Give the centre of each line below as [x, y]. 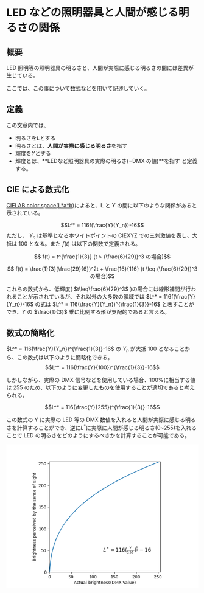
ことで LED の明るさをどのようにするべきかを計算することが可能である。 [98, 435]
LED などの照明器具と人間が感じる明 [98, 12]
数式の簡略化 [30, 333]
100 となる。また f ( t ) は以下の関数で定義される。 [79, 244]
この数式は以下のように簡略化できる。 [65, 358]
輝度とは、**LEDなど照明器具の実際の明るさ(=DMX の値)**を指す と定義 [106, 161]
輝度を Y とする [33, 153]
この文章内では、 [28, 125]
